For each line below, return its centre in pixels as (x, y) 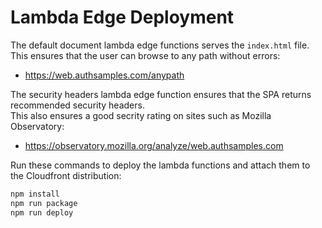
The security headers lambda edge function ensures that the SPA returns (161, 94)
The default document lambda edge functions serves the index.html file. (160, 45)
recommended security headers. (77, 105)
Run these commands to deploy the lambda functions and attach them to (160, 165)
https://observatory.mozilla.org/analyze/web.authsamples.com (154, 145)
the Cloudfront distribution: (66, 175)
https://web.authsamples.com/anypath (104, 75)
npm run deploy (42, 212)
